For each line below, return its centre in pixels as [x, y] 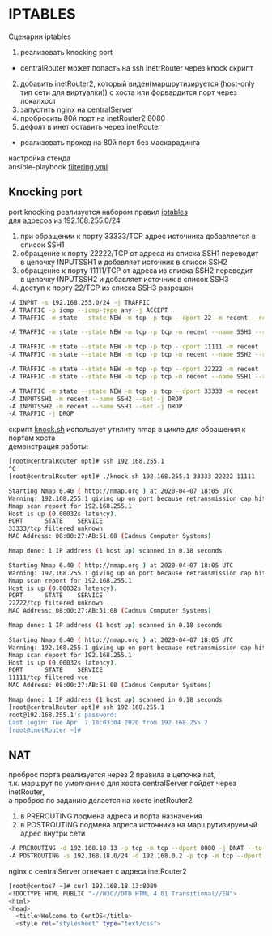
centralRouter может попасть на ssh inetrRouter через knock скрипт [136, 68]
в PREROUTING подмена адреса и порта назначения [111, 816]
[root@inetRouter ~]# [45, 730]
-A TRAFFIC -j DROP [41, 414]
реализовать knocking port [66, 52]
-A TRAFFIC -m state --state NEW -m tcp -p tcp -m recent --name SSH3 [130, 332]
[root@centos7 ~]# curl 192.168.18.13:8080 [83, 886]
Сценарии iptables [40, 36]
